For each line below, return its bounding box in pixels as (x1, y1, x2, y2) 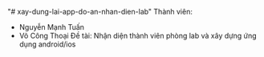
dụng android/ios (18, 39, 76, 49)
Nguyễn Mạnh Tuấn (18, 22, 85, 31)
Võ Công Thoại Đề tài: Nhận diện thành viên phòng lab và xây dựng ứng (18, 31, 258, 40)
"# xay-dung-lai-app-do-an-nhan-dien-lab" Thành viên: (7, 7, 193, 16)
